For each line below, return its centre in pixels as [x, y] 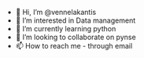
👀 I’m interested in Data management [76, 20]
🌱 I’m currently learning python [66, 29]
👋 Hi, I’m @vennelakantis [56, 12]
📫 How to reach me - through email [74, 46]
